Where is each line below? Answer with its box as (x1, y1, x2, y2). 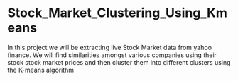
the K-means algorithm (7, 66, 75, 74)
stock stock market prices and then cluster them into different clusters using (7, 58, 231, 66)
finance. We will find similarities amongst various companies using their (7, 51, 217, 59)
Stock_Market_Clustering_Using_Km (7, 5, 227, 21)
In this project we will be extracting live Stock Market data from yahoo (7, 43, 212, 51)
